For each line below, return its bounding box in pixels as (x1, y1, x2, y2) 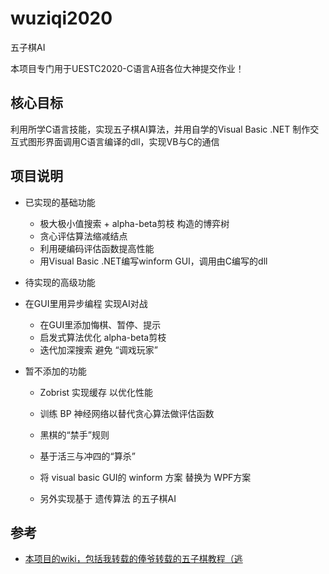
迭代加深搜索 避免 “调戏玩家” (39, 343, 158, 356)
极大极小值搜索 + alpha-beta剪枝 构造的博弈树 (39, 217, 230, 229)
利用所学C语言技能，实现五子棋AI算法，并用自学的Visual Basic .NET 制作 (10, 123, 311, 135)
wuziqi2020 (10, 7, 113, 30)
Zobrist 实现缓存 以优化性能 (39, 386, 154, 398)
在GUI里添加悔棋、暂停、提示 (39, 318, 162, 331)
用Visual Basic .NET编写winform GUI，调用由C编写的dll (39, 255, 268, 267)
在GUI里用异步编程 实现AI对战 (24, 297, 148, 309)
